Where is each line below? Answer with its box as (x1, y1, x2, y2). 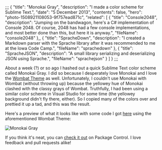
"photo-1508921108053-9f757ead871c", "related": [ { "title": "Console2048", (5, 15, 158, 20)
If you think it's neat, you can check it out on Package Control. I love (5, 134, 142, 140)
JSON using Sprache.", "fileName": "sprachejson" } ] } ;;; (5, 56, 118, 61)
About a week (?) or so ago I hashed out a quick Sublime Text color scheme (5, 65, 156, 71)
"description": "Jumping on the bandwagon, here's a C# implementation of (5, 19, 154, 25)
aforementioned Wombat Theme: (5, 116, 71, 121)
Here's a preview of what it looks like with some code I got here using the (5, 111, 152, 116)
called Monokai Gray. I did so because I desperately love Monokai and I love (5, 70, 157, 76)
